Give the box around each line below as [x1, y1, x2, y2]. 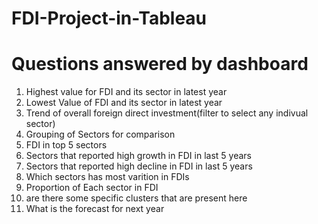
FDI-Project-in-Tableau [11, 7, 208, 30]
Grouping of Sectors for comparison [25, 128, 176, 141]
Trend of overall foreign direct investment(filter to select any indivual [25, 107, 309, 119]
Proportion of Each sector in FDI [25, 182, 159, 194]
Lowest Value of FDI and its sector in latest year [25, 97, 223, 109]
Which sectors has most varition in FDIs [25, 171, 190, 183]
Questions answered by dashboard [11, 53, 309, 76]
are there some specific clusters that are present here [25, 192, 248, 204]
